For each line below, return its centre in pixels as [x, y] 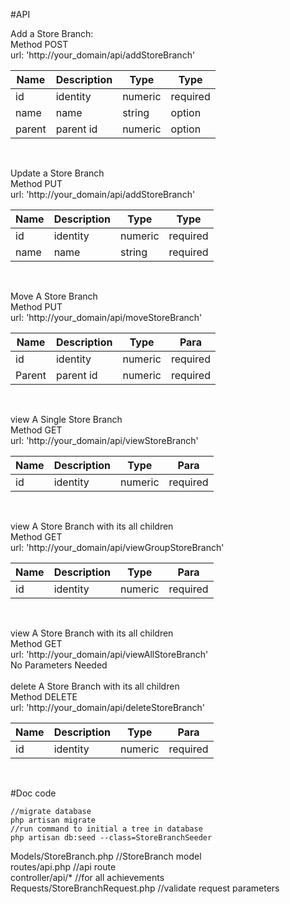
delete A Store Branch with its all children [95, 686]
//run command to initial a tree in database [106, 829]
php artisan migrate [53, 820]
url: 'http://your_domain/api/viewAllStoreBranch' [109, 654]
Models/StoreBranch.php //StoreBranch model [106, 856]
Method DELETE [44, 697]
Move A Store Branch [54, 296]
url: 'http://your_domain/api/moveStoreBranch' [106, 317]
